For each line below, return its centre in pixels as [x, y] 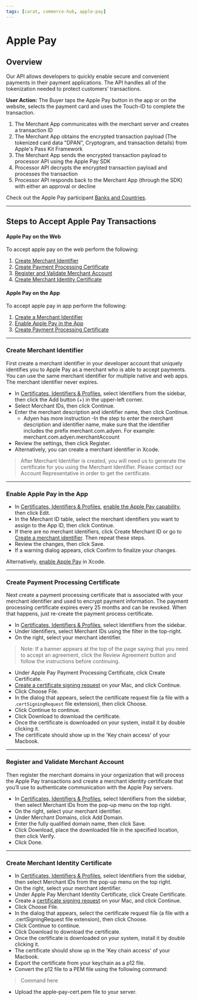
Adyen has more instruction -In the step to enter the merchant [98, 418]
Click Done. [28, 842]
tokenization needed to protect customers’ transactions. [74, 89]
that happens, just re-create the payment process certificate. [80, 614]
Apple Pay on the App [33, 293]
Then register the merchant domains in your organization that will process [95, 775]
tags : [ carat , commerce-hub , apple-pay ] [56, 11]
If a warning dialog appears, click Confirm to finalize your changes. [96, 550]
